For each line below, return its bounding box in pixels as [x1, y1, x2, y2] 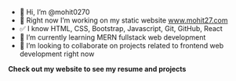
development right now [19, 49, 95, 58]
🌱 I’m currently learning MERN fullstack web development [19, 33, 206, 42]
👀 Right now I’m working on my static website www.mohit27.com [19, 16, 229, 25]
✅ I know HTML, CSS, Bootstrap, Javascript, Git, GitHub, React [19, 24, 223, 33]
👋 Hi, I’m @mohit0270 [19, 8, 90, 16]
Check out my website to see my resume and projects [8, 65, 187, 73]
